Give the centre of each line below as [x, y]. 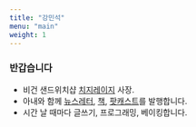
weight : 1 [28, 34]
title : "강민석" [37, 18]
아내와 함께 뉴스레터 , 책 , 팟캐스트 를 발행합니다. [105, 101]
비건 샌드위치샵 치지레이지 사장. [78, 89]
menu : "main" [34, 26]
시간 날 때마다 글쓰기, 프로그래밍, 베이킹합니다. [105, 112]
